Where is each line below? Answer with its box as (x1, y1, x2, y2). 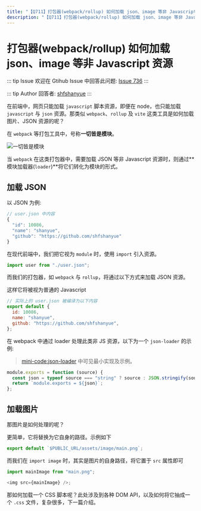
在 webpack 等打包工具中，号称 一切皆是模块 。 (7, 130, 117, 138)
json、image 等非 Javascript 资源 (7, 57, 174, 70)
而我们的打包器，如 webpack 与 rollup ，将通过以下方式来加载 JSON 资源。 (7, 273, 188, 281)
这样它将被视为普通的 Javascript (7, 286, 86, 294)
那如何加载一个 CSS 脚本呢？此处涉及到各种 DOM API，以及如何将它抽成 (7, 491, 185, 498)
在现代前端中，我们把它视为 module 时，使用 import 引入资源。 (7, 250, 160, 257)
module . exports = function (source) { (7, 369, 103, 375)
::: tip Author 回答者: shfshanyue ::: (7, 90, 92, 97)
